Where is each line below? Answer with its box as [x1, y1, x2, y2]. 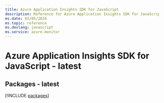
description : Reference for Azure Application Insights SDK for [5, 12, 139, 16]
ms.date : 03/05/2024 [5, 16, 47, 21]
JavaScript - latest [5, 61, 82, 72]
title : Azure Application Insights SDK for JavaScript [5, 7, 119, 12]
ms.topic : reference [5, 20, 47, 26]
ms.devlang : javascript [5, 25, 54, 30]
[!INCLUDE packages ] [5, 93, 49, 98]
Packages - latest [5, 80, 60, 88]
